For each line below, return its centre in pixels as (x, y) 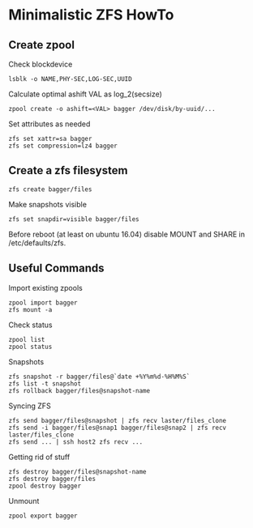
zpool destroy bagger (45, 486)
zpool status (30, 347)
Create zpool (42, 45)
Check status (30, 325)
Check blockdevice (41, 64)
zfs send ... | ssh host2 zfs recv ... (76, 442)
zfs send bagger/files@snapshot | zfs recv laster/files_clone (118, 420)
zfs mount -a (30, 309)
